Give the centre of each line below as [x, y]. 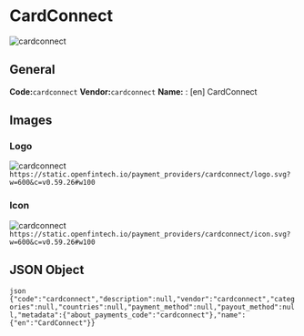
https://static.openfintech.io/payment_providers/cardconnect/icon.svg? [150, 234]
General [33, 70]
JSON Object [47, 270]
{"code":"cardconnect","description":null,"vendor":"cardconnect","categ [152, 299]
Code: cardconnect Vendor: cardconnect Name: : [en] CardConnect [133, 91]
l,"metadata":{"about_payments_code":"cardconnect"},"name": [128, 315]
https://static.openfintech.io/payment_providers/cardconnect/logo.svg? [150, 175]
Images [31, 121]
